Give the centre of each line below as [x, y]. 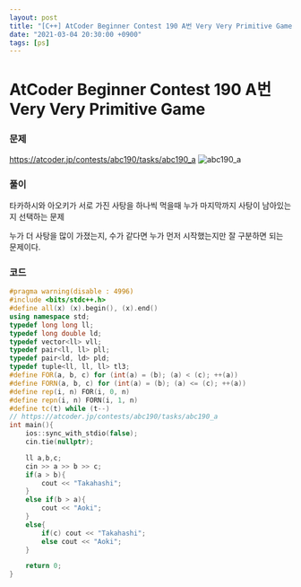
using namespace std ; [50, 316]
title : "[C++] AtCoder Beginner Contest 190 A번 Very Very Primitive [141, 26]
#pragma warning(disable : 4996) [72, 292]
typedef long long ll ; [52, 325]
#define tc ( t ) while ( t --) [60, 408]
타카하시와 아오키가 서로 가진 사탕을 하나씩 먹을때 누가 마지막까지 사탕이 [135, 206]
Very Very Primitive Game [107, 110]
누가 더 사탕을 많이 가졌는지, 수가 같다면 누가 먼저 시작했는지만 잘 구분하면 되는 [146, 236]
